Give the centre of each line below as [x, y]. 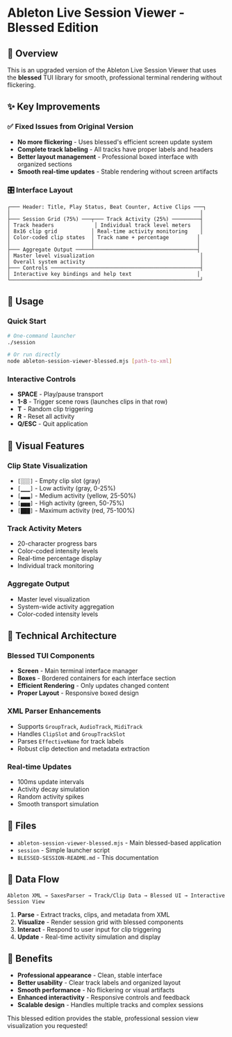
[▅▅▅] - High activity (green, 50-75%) [71, 503]
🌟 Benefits [30, 959]
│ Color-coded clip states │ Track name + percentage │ [103, 237]
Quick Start [27, 321]
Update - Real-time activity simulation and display [89, 937]
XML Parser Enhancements [54, 711]
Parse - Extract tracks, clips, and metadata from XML [93, 914]
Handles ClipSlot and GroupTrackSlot [71, 734]
